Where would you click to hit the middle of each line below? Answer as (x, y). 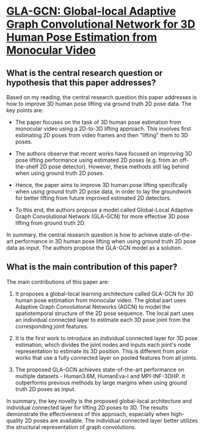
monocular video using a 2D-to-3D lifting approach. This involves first (103, 129)
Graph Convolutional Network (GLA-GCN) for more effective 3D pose (102, 216)
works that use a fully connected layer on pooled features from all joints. (106, 357)
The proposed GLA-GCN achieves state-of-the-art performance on (100, 370)
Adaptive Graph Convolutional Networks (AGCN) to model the (93, 306)
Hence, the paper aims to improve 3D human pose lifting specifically (101, 185)
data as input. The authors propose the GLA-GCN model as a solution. (94, 248)
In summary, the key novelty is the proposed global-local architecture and (99, 401)
